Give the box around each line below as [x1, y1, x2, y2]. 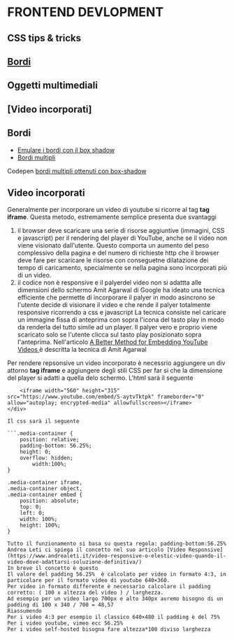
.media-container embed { [7, 491, 82, 499]
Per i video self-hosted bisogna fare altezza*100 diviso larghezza [7, 626, 211, 633]
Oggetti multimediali [7, 80, 98, 92]
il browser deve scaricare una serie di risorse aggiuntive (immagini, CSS [17, 227, 225, 235]
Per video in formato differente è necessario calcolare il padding [7, 583, 211, 590]
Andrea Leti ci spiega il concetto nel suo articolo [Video [7, 546, 187, 553]
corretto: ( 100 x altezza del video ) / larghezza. [7, 589, 164, 597]
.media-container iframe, [7, 479, 82, 486]
